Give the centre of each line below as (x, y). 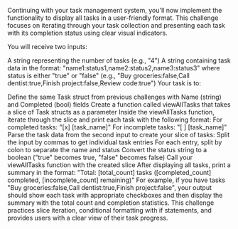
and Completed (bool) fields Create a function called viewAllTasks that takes (119, 105)
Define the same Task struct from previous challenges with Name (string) (114, 97)
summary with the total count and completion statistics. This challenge (111, 203)
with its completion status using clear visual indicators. (88, 33)
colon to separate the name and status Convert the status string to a (107, 150)
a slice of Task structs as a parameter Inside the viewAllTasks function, (111, 112)
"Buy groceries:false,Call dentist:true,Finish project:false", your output (109, 187)
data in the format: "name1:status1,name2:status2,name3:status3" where (114, 68)
